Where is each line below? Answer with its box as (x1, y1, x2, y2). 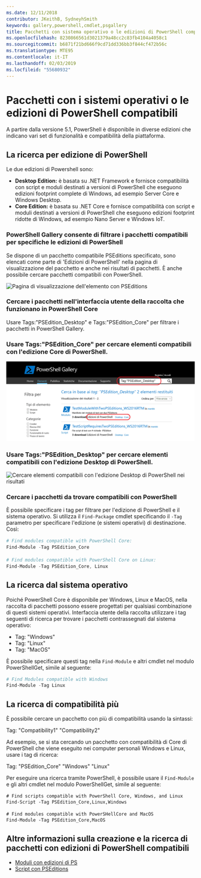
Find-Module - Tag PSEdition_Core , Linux (6, 563, 109, 569)
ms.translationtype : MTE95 (6, 48, 74, 54)
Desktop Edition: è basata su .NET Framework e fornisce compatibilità (14, 177, 190, 184)
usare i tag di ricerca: (6, 751, 59, 758)
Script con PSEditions (14, 865, 69, 872)
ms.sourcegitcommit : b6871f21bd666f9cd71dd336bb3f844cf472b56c (6, 41, 167, 47)
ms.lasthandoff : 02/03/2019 (6, 60, 77, 66)
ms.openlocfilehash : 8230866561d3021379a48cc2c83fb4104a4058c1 (6, 35, 167, 41)
